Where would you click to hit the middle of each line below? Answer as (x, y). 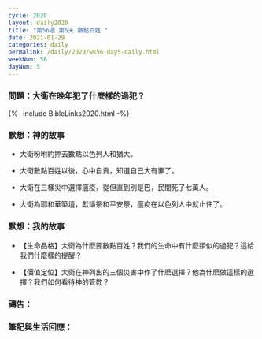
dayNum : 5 (24, 67)
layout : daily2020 (38, 23)
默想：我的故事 (37, 227)
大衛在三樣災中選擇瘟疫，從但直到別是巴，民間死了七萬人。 (116, 188)
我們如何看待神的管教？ (72, 281)
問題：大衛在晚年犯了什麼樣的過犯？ (77, 95)
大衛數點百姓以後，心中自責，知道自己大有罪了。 (99, 171)
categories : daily (38, 45)
